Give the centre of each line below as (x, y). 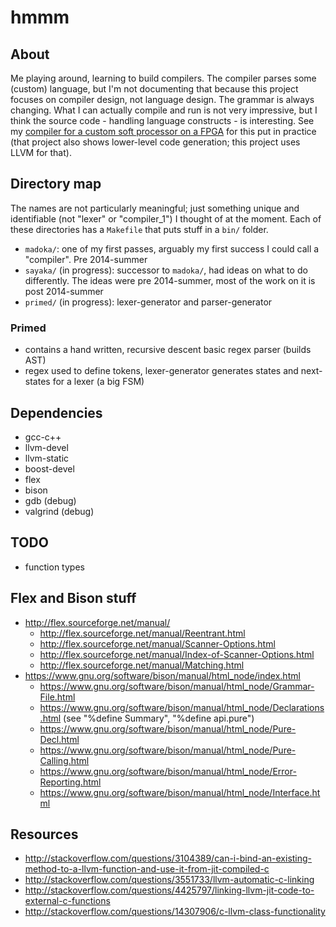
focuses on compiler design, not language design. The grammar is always (162, 99)
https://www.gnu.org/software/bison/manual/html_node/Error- (168, 771)
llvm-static (47, 458)
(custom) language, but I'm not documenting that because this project (154, 89)
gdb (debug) (50, 500)
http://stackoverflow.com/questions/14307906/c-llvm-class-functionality (175, 912)
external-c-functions (67, 901)
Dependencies (56, 412)
